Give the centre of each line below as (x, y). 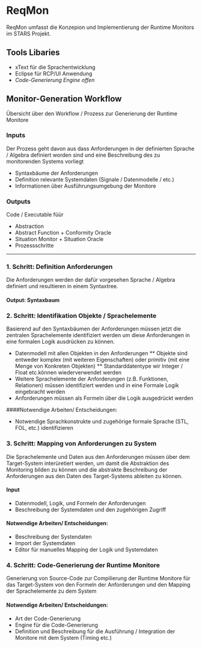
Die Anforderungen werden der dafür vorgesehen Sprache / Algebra (91, 280)
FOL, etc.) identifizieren (44, 428)
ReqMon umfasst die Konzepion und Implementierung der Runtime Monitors (100, 27)
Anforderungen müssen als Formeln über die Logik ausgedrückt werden (104, 398)
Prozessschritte (34, 245)
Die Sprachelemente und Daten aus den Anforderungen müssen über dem (98, 456)
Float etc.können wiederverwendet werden (68, 373)
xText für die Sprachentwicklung (55, 67)
